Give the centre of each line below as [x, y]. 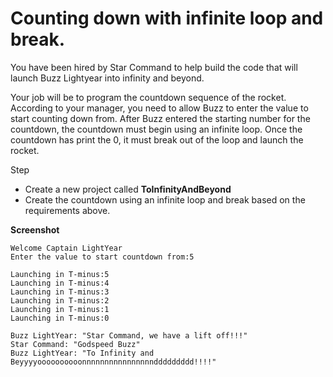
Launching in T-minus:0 [60, 318]
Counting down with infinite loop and [167, 18]
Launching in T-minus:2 [60, 300]
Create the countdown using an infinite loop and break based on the [165, 199]
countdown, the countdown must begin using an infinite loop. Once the [156, 129]
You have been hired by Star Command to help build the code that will [154, 67]
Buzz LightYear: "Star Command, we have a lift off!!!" [129, 335]
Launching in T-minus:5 [60, 274]
